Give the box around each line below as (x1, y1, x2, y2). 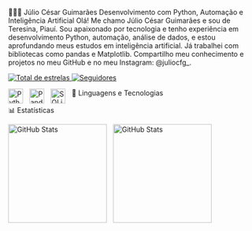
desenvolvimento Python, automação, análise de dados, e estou (8, 32, 216, 42)
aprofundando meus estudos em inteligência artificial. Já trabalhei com (8, 41, 239, 50)
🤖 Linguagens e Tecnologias (72, 88, 164, 98)
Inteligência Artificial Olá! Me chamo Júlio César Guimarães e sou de (8, 16, 231, 25)
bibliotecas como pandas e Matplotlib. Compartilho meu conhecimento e (8, 50, 244, 58)
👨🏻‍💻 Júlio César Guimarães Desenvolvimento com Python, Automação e (8, 8, 244, 17)
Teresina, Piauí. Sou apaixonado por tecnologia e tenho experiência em (8, 24, 239, 33)
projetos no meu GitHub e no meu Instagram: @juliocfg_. (8, 58, 191, 67)
